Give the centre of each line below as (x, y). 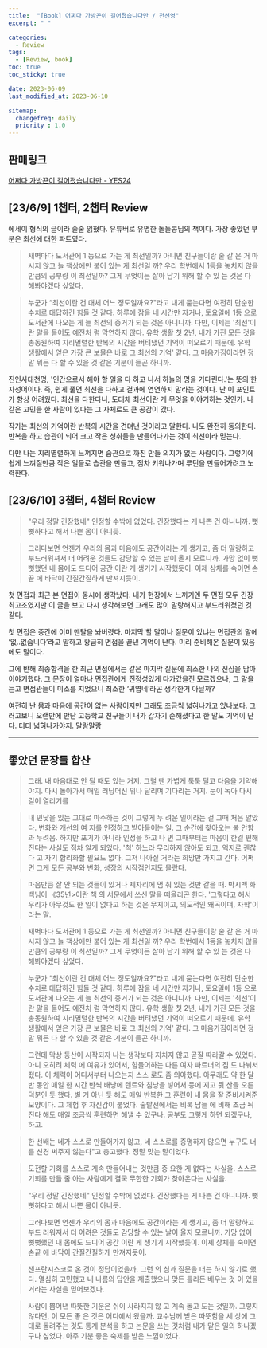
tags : (17, 53)
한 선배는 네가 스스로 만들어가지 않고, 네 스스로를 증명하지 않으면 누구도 (138, 1142)
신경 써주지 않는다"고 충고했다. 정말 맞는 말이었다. (113, 1152)
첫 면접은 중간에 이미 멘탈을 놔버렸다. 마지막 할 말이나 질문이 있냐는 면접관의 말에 (133, 631)
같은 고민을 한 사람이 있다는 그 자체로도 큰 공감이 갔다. (92, 409)
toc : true (25, 67)
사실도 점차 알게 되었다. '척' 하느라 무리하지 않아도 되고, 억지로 (145, 848)
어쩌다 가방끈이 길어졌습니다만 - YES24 (70, 180)
